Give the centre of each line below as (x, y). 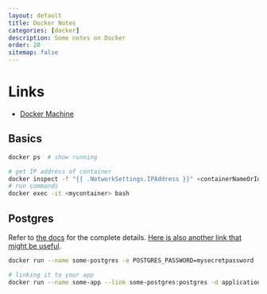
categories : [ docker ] (44, 30)
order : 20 (25, 45)
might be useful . (35, 246)
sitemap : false (33, 52)
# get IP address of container (60, 172)
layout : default (35, 15)
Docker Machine (46, 114)
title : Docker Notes (43, 23)
